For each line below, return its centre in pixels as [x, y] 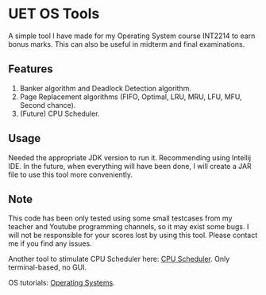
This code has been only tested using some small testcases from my [120, 218]
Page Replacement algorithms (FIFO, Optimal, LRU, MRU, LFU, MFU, [131, 97]
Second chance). [48, 105]
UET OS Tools [54, 14]
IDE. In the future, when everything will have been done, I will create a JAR [130, 166]
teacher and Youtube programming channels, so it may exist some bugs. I [129, 227]
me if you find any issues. [50, 243]
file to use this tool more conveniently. [71, 174]
